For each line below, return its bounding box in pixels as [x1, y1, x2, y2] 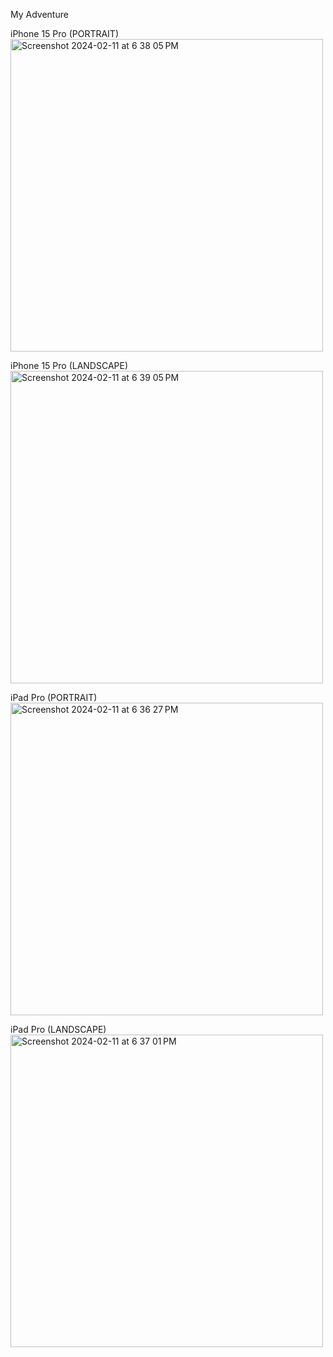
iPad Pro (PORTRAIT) [10, 692, 98, 703]
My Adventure [10, 9, 69, 20]
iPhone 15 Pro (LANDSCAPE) [10, 360, 129, 371]
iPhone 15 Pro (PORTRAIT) [10, 28, 119, 39]
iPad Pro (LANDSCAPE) [10, 1024, 107, 1035]
